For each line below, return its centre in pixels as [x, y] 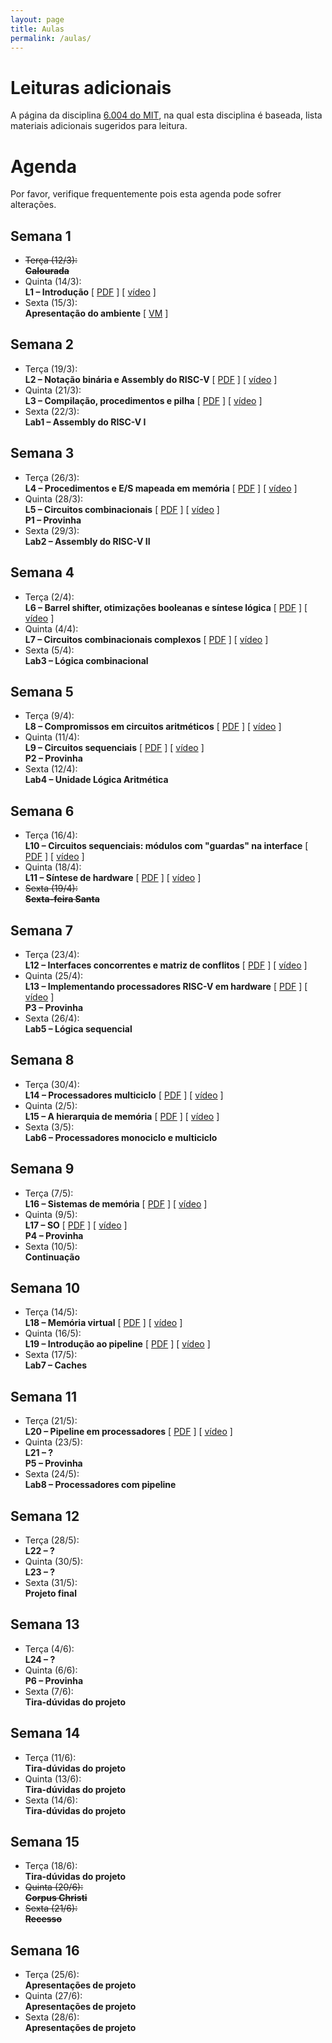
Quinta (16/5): [53, 1333]
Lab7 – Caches [56, 1365]
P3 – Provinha [54, 1007]
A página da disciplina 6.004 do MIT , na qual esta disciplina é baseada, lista [166, 115]
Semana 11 [43, 1396]
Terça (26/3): [52, 477]
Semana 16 [45, 1950]
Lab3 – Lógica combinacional [86, 660]
